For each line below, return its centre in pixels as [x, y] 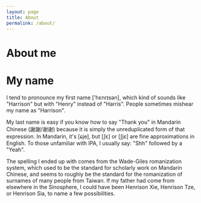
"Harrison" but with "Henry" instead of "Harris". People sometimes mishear [100, 104]
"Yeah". [16, 149]
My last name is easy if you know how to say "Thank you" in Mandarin [94, 122]
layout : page [23, 12]
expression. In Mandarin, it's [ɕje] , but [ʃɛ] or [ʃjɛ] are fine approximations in [101, 136]
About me [31, 53]
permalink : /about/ [31, 23]
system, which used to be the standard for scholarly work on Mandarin [94, 167]
